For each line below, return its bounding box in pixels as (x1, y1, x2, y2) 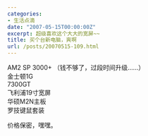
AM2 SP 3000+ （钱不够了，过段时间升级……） (7, 63, 145, 71)
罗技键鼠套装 (7, 106, 44, 114)
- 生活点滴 (7, 17, 35, 24)
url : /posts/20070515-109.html (7, 43, 99, 50)
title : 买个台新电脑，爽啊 (7, 37, 78, 44)
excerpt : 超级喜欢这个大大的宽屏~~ (7, 30, 100, 37)
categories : (7, 10, 42, 18)
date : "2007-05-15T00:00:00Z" (7, 23, 97, 30)
